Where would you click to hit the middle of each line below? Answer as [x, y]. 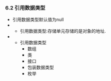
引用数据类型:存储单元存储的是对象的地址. [63, 31]
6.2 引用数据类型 [25, 7]
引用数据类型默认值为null [38, 20]
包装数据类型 [40, 68]
